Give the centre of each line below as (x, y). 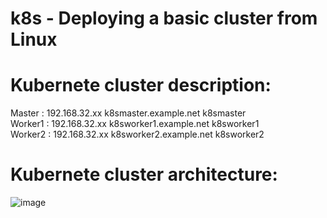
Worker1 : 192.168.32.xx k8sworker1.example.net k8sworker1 (135, 124)
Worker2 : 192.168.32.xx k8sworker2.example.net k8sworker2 (137, 134)
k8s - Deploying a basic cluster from (164, 18)
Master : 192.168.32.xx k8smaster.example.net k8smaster (128, 113)
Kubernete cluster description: (141, 85)
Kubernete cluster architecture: (144, 174)
